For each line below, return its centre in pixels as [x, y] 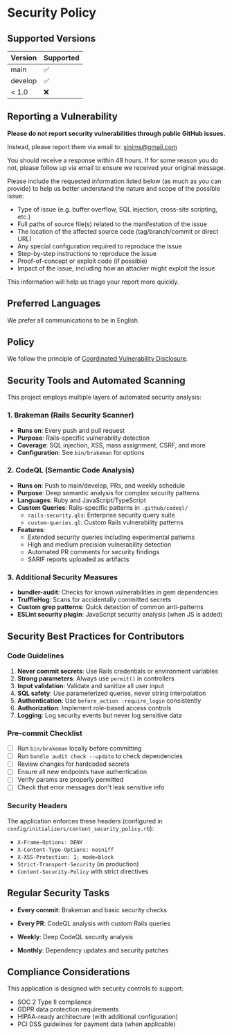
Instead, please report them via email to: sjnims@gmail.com [92, 146]
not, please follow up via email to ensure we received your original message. [116, 167]
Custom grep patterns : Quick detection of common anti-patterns [110, 607]
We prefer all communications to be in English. [73, 320]
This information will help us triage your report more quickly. [93, 282]
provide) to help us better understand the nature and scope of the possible [114, 188]
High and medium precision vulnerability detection [99, 544]
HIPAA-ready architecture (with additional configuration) [98, 1017]
